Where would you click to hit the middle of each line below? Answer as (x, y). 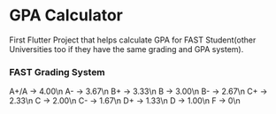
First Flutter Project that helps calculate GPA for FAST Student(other (133, 40)
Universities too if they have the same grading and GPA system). (126, 49)
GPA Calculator (66, 15)
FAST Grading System (57, 72)
